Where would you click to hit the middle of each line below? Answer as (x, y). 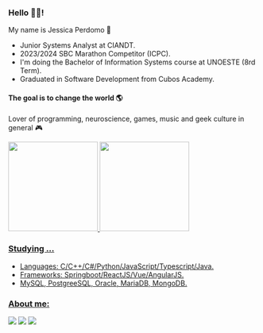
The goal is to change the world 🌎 (66, 98)
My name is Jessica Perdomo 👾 (60, 30)
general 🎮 (25, 127)
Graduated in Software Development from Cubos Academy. (117, 79)
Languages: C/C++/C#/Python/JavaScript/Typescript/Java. (117, 266)
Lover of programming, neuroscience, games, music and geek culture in (126, 118)
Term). (31, 71)
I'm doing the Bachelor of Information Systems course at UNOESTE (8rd (137, 62)
